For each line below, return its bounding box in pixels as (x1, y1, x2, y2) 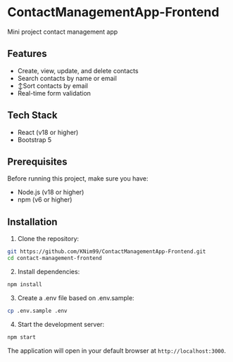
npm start (7, 333, 37, 341)
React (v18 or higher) (17, 128, 79, 136)
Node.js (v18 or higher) (17, 188, 84, 197)
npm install (7, 280, 42, 288)
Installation (7, 216, 58, 228)
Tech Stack (7, 110, 58, 122)
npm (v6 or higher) (17, 195, 73, 204)
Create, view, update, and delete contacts (17, 66, 139, 75)
